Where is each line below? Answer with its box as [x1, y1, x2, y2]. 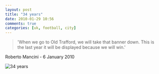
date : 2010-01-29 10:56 [5, 16, 54, 21]
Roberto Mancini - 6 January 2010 [5, 54, 75, 60]
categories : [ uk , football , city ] [5, 26, 77, 31]
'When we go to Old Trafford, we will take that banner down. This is [17, 39, 155, 45]
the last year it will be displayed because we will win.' [17, 44, 126, 50]
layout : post [5, 7, 32, 12]
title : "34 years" [5, 12, 43, 17]
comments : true [5, 21, 37, 26]
